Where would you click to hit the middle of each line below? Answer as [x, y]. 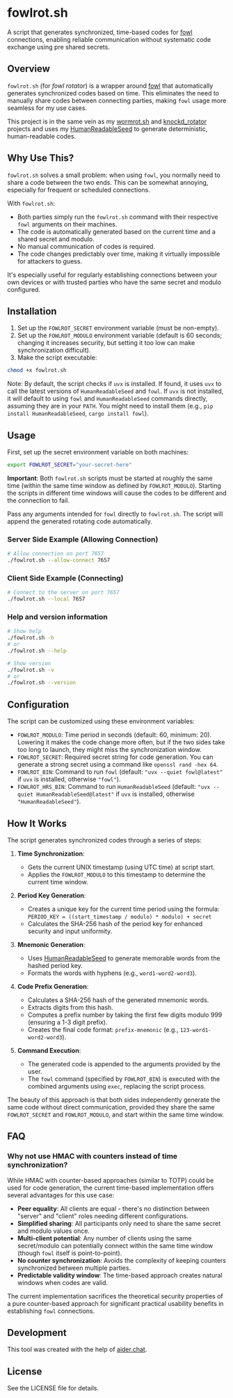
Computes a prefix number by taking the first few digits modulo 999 [125, 1015]
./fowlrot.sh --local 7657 [46, 599]
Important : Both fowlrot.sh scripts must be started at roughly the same [110, 478]
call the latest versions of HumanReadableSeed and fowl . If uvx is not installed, [115, 391]
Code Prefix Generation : [53, 986]
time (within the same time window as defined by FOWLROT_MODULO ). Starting [114, 485]
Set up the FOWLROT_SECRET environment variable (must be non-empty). [118, 328]
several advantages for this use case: [61, 1195]
